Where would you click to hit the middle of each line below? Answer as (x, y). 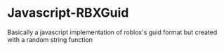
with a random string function (50, 39)
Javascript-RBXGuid (68, 13)
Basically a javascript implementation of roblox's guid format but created (112, 32)
